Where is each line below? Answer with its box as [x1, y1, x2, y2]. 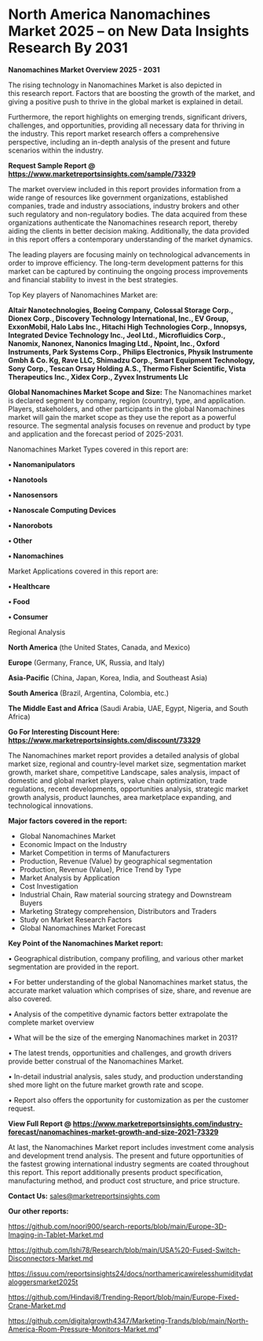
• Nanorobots [8, 521, 53, 530]
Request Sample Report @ [8, 160, 96, 170]
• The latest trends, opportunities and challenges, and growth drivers [8, 1048, 232, 1057]
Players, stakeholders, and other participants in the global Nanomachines [8, 403, 246, 414]
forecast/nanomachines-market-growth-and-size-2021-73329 [8, 1127, 219, 1137]
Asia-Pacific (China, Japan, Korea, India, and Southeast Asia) [8, 672, 208, 682]
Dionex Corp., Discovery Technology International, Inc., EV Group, [8, 313, 229, 323]
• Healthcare [8, 581, 51, 591]
